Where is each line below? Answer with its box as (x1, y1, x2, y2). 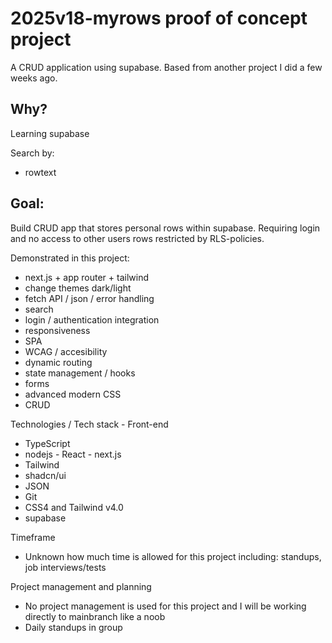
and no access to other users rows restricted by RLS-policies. (10, 232, 265, 244)
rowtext (24, 166, 57, 178)
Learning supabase (10, 127, 90, 139)
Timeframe (10, 531, 56, 543)
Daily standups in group (24, 621, 123, 633)
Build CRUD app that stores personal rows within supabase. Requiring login (10, 222, 321, 234)
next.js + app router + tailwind (24, 271, 150, 283)
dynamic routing (24, 356, 93, 368)
